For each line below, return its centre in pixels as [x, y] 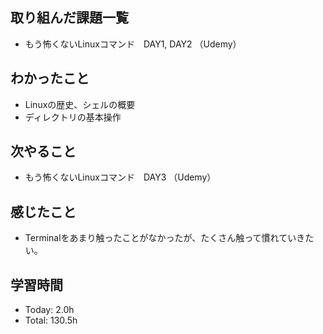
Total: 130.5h [51, 320]
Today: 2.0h [49, 310]
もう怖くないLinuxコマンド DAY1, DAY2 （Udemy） [133, 44]
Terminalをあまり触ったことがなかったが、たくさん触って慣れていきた [169, 238]
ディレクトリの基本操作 [73, 117]
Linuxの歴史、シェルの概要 [80, 104]
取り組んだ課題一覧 [69, 18]
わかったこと [50, 78]
